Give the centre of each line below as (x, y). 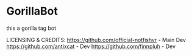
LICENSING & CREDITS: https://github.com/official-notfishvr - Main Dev (96, 40)
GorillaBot (32, 11)
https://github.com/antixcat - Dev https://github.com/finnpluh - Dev (91, 46)
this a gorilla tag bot (31, 28)
